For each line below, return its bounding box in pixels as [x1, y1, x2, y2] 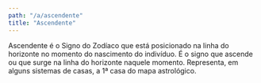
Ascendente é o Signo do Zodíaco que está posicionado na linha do [8, 40, 229, 50]
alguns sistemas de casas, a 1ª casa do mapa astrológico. [8, 66, 197, 75]
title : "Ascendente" [8, 19, 77, 27]
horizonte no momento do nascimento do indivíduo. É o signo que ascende [8, 49, 254, 58]
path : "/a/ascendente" [8, 11, 83, 20]
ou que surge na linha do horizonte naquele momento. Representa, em [8, 57, 239, 67]
